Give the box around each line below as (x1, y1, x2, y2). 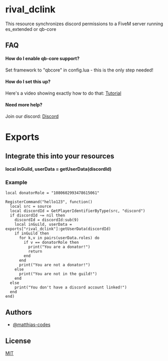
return (28, 249, 43, 254)
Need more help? (5, 102, 43, 108)
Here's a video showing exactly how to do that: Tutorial (5, 90, 121, 96)
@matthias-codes (12, 321, 51, 328)
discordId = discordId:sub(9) (14, 218, 79, 223)
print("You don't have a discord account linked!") (14, 285, 127, 290)
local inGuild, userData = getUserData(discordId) (5, 166, 112, 172)
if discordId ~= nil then (10, 213, 66, 218)
